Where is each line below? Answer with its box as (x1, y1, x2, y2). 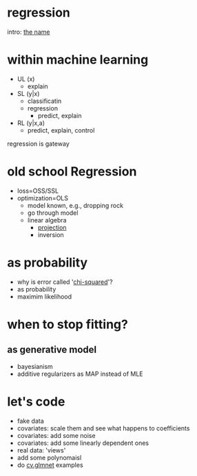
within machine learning (7, 52, 149, 68)
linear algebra (27, 216, 67, 224)
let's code (7, 394, 65, 409)
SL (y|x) (17, 89, 40, 97)
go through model (27, 209, 79, 217)
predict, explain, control (27, 126, 95, 134)
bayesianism (17, 362, 53, 370)
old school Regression (7, 164, 137, 180)
